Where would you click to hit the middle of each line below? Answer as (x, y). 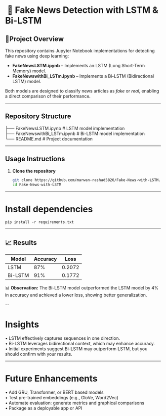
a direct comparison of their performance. (48, 96)
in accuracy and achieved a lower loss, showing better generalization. (76, 295)
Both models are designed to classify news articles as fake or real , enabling (82, 91)
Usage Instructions (35, 159)
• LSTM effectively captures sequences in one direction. (62, 338)
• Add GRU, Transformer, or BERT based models (54, 392)
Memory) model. (29, 71)
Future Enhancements (51, 379)
